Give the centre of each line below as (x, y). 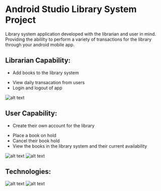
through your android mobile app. (40, 44)
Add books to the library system (46, 73)
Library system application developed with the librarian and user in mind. (81, 34)
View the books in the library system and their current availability (80, 146)
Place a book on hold (34, 135)
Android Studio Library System (71, 9)
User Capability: (31, 114)
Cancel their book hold (36, 141)
